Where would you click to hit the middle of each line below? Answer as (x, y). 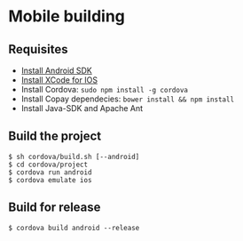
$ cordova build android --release (74, 228)
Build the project (55, 137)
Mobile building (67, 16)
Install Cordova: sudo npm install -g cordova (104, 89)
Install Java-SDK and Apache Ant (82, 108)
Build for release (55, 208)
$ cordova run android (50, 172)
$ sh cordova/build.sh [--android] (74, 157)
